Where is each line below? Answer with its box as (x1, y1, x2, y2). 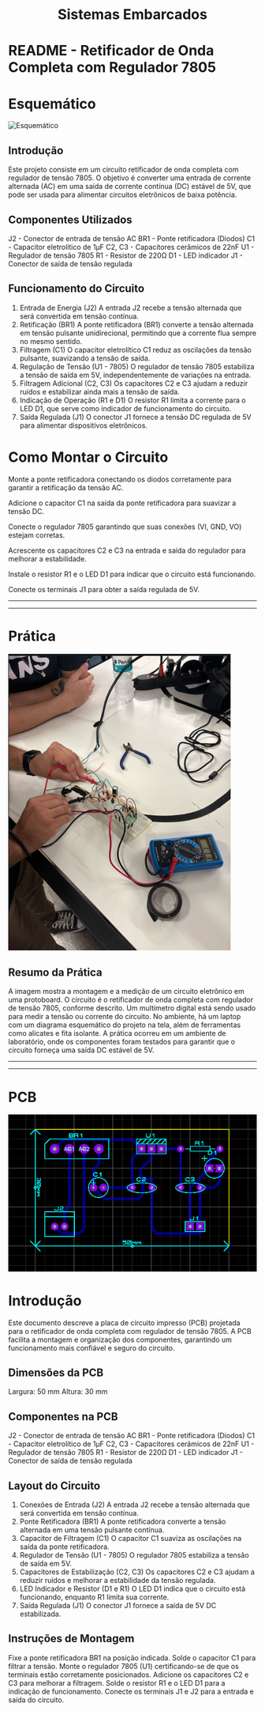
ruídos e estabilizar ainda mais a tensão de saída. (19, 387, 180, 396)
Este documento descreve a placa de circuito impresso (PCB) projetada (8, 1318, 241, 1328)
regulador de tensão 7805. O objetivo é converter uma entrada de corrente (8, 173, 251, 183)
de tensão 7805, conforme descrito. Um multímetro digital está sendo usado (8, 1003, 256, 1013)
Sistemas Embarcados (58, 6, 207, 24)
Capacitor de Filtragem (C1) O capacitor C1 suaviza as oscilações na (19, 1534, 242, 1543)
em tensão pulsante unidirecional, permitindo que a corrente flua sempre (19, 328, 257, 338)
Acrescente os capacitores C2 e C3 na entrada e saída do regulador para (8, 546, 246, 555)
